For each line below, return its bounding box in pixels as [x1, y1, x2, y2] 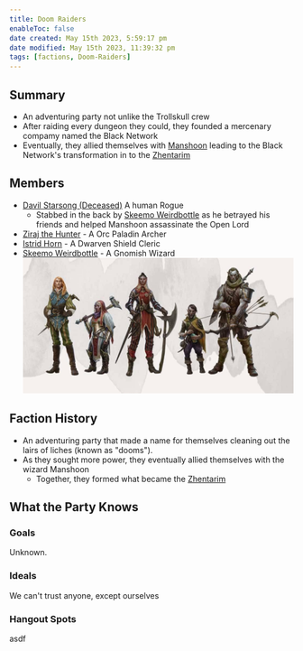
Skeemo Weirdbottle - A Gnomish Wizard [22, 247, 176, 258]
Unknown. [9, 547, 48, 558]
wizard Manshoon [22, 463, 90, 474]
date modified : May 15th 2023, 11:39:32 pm [9, 43, 176, 52]
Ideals [9, 570, 37, 582]
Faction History [9, 411, 97, 426]
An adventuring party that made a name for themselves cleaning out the [22, 434, 290, 446]
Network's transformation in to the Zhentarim [22, 149, 191, 160]
